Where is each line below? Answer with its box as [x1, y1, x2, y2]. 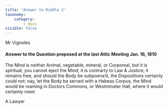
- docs [23, 21, 37, 26]
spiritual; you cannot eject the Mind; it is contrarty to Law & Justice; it [5, 67, 149, 73]
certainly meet [5, 88, 35, 95]
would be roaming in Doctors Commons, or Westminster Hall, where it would [5, 83, 163, 89]
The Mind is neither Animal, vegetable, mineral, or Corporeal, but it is [5, 62, 147, 68]
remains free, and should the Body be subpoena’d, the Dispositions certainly [5, 73, 163, 79]
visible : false [5, 26, 37, 31]
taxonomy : [5, 12, 26, 17]
